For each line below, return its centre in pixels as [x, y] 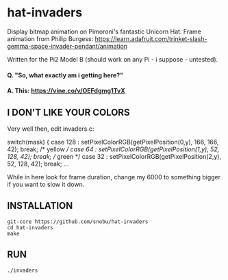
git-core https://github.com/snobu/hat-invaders [78, 221]
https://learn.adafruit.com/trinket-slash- [151, 38]
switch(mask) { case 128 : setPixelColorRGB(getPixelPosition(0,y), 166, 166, [113, 142]
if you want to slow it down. [46, 184]
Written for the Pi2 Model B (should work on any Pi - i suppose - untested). [113, 59]
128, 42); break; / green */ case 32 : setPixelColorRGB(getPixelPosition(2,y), [114, 156]
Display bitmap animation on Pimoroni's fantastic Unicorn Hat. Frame [104, 31]
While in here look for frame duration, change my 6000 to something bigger [114, 177]
